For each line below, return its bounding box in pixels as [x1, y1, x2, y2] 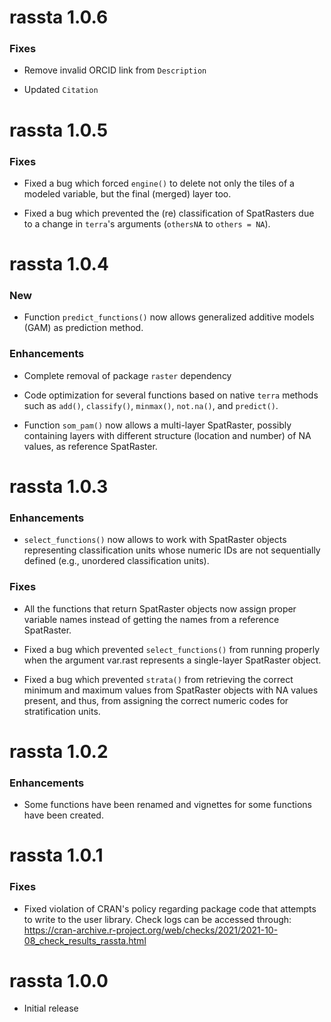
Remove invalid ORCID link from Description [23, 64, 207, 76]
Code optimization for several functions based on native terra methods [23, 389, 319, 401]
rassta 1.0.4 [9, 253, 109, 276]
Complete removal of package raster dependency [23, 369, 232, 381]
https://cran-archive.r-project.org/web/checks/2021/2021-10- [23, 924, 279, 936]
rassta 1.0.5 [9, 119, 109, 141]
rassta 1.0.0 [9, 969, 109, 992]
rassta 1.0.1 [9, 844, 104, 867]
